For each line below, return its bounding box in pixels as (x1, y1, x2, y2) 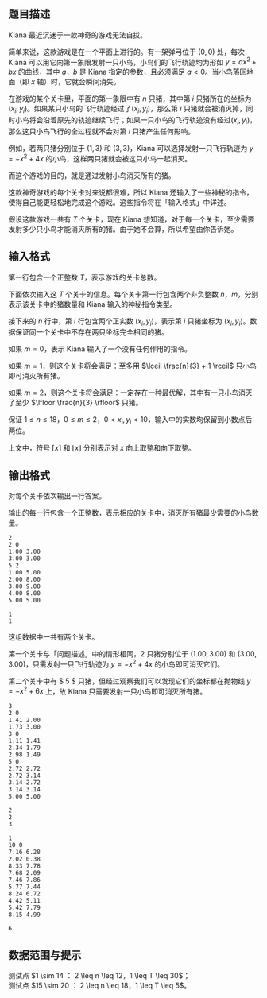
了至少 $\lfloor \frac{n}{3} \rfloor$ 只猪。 (8, 398, 143, 408)
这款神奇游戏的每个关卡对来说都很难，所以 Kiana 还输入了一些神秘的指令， (8, 188, 253, 197)
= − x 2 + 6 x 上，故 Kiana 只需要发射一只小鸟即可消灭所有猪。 (8, 685, 207, 696)
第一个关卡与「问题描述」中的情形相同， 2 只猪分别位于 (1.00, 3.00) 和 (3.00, (8, 648, 257, 658)
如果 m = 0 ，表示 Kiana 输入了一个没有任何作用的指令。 (8, 344, 192, 354)
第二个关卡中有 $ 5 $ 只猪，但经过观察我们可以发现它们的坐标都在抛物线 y (8, 676, 251, 686)
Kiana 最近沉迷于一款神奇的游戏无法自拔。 (8, 30, 147, 40)
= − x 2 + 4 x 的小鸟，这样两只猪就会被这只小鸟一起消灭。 (8, 153, 192, 163)
